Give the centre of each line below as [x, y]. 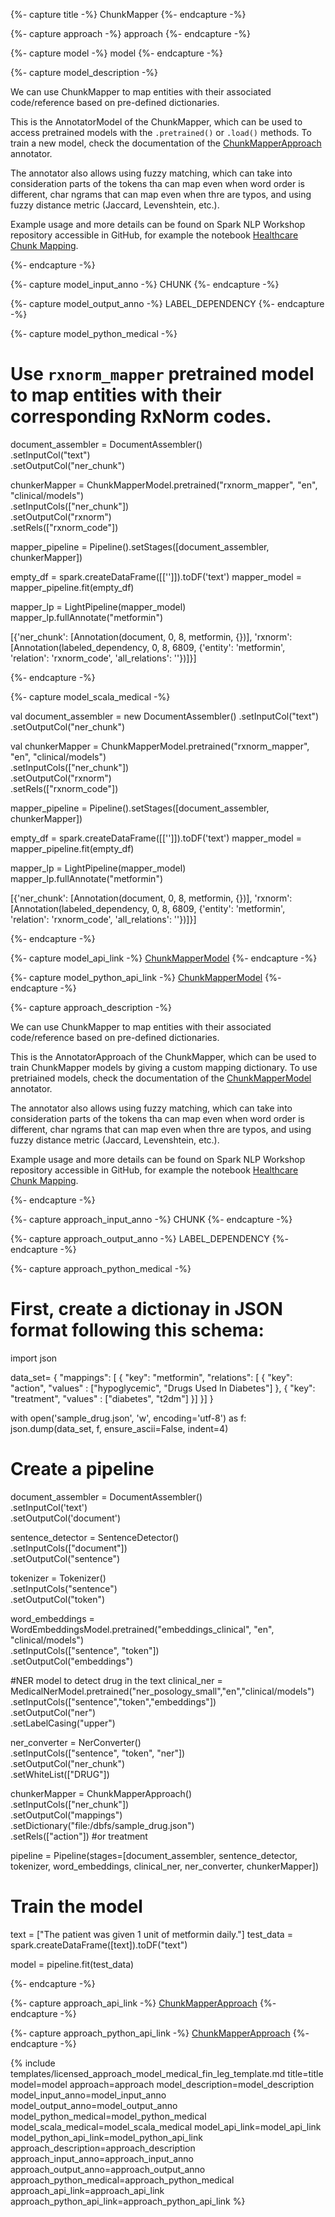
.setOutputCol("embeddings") [72, 1661]
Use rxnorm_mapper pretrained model [162, 374]
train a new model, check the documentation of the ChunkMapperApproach [166, 143]
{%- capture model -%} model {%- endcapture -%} [117, 53]
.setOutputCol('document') [66, 1518]
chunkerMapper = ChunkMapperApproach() [101, 1793]
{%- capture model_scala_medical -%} [90, 696]
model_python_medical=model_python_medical [108, 2116]
